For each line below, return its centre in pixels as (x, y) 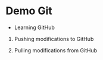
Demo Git (29, 11)
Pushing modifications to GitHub (54, 39)
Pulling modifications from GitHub (56, 50)
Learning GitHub (34, 27)
